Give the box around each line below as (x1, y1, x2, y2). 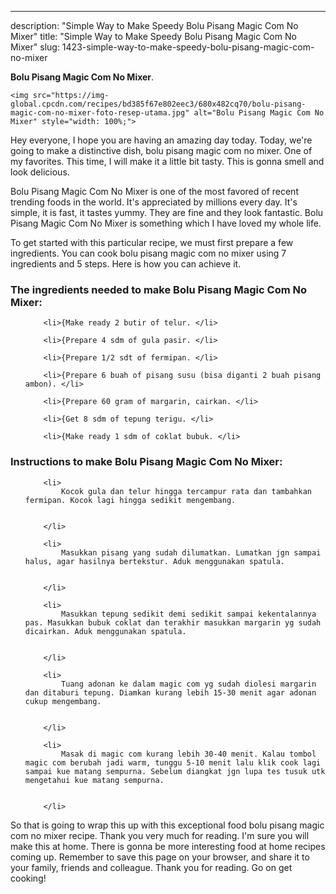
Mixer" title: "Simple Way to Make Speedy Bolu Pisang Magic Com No (10, 31, 297, 42)
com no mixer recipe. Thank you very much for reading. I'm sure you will (10, 829, 310, 841)
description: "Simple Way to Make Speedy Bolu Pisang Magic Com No (10, 20, 299, 31)
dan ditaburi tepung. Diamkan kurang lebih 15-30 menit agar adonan (24, 687, 317, 698)
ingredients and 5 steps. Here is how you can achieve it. (10, 258, 242, 270)
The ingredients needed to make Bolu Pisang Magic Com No (10, 282, 307, 296)
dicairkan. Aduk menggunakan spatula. (24, 626, 187, 636)
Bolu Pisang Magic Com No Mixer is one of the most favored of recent (10, 186, 299, 197)
